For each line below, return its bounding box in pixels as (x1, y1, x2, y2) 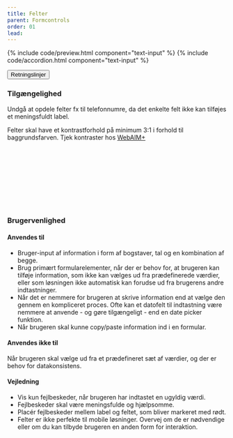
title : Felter (7, 10, 49, 17)
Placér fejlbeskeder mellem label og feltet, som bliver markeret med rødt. (17, 408, 227, 416)
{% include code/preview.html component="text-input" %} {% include (7, 49, 209, 57)
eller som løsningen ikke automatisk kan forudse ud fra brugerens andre (17, 278, 224, 287)
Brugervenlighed (7, 216, 66, 225)
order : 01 (7, 23, 36, 30)
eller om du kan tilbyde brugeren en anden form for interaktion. (17, 423, 198, 431)
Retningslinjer (10, 71, 47, 79)
